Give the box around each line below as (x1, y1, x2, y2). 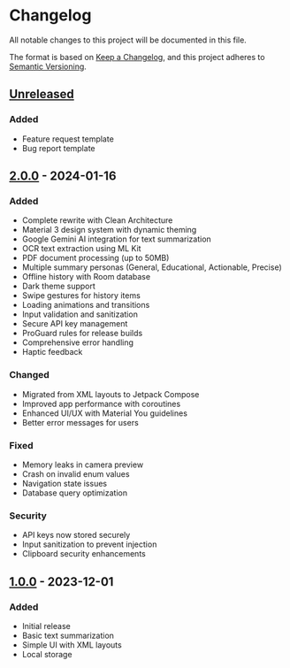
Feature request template (21, 134, 115, 144)
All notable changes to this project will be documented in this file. (9, 35, 248, 45)
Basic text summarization (21, 630, 115, 641)
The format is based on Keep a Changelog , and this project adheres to (9, 51, 265, 62)
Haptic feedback (21, 347, 83, 357)
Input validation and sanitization (21, 309, 139, 319)
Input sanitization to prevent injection (21, 539, 157, 549)
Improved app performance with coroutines (21, 398, 181, 409)
